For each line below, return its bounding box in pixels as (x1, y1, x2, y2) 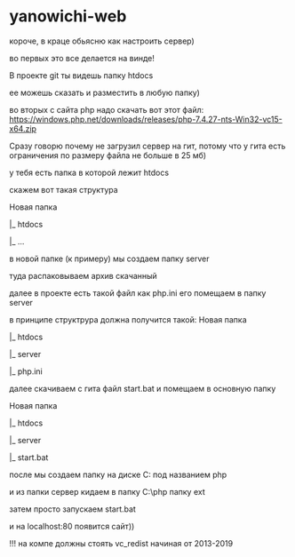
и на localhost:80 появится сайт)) (9, 521, 135, 531)
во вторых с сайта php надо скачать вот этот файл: (9, 104, 204, 115)
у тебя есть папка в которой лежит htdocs (9, 167, 170, 178)
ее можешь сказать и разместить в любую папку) (9, 87, 200, 98)
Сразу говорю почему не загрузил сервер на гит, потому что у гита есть (9, 140, 286, 151)
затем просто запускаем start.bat (9, 504, 136, 514)
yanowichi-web (9, 6, 127, 27)
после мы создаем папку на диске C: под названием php (9, 469, 227, 480)
